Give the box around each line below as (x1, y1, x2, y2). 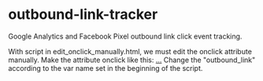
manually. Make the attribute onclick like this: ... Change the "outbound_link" (8, 55, 256, 64)
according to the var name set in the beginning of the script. (8, 63, 203, 72)
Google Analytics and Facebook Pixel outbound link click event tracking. (8, 31, 243, 41)
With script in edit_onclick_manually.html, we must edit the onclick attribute (8, 46, 252, 56)
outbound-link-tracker (8, 6, 158, 24)
